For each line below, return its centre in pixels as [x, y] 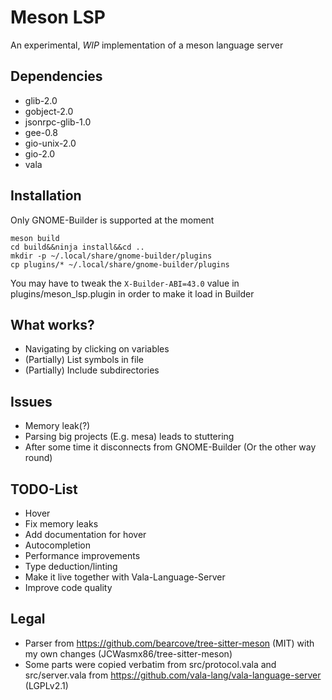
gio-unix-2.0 [50, 143]
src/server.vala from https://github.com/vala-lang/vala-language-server [173, 675]
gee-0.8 [41, 132]
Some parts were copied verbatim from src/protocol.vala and [150, 664]
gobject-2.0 [49, 111]
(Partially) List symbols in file [84, 360]
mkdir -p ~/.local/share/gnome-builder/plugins [111, 256]
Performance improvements [82, 555]
